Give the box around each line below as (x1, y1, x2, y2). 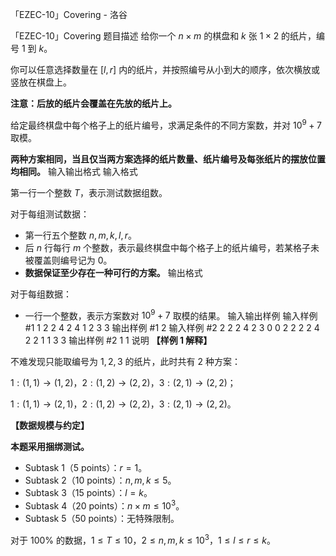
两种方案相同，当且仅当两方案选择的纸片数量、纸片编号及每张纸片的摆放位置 (10, 153, 326, 165)
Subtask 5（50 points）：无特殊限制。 (24, 512, 180, 524)
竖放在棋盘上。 (10, 76, 72, 88)
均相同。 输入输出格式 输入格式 (10, 165, 138, 177)
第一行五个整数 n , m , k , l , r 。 (24, 229, 138, 241)
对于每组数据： (10, 288, 72, 300)
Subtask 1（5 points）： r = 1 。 (24, 462, 148, 474)
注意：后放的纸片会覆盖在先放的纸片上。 (10, 98, 177, 109)
